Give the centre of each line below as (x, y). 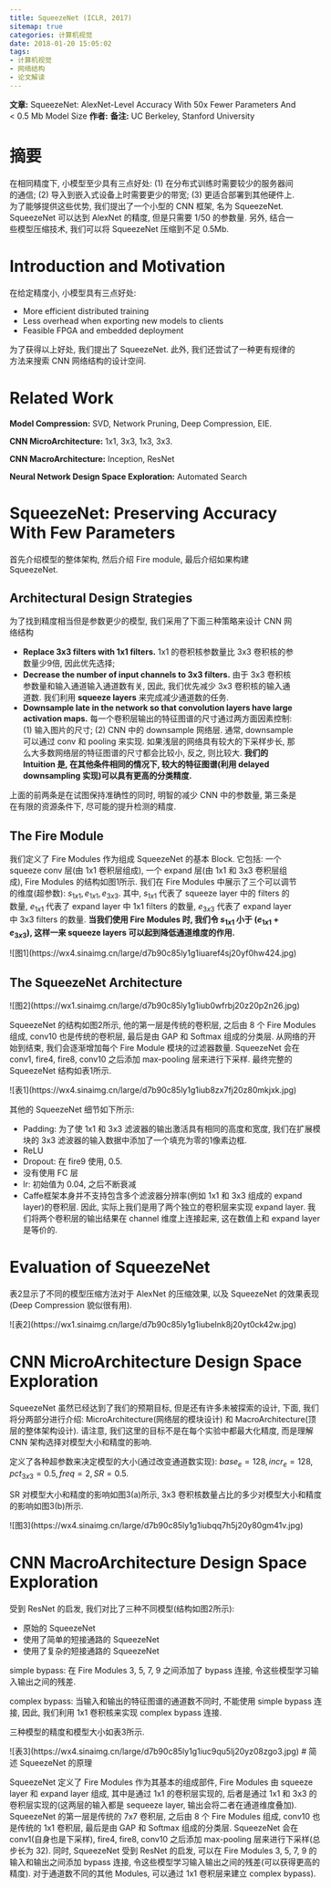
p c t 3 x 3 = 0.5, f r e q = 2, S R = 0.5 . (69, 1474)
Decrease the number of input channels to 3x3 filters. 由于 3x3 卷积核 (157, 675)
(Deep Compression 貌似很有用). (71, 1306)
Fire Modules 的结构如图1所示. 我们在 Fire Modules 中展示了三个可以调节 (161, 882)
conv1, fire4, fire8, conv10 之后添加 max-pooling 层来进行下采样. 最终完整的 (151, 1059)
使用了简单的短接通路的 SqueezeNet (91, 1639)
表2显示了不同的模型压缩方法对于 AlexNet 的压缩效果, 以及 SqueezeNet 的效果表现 (165, 1294)
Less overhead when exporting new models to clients (123, 320)
